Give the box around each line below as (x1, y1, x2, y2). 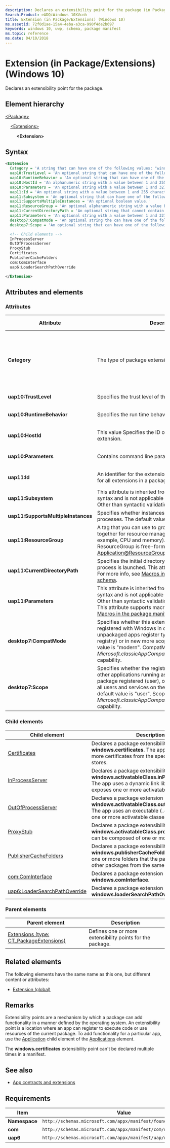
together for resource (97, 530, 148, 537)
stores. (91, 759, 108, 766)
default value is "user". (97, 690, 152, 697)
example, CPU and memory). (97, 536, 166, 544)
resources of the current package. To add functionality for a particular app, (5, 1031, 162, 1037)
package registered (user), (97, 678, 161, 685)
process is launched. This (97, 564, 158, 571)
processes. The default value (97, 516, 166, 523)
